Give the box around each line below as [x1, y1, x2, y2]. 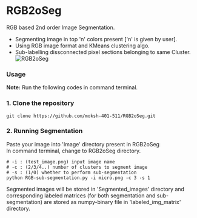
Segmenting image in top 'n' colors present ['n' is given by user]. [15, 35, 178, 43]
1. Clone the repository [6, 99, 75, 107]
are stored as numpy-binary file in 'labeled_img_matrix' [44, 198, 181, 205]
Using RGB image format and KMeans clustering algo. [15, 42, 150, 49]
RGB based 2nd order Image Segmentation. [6, 24, 115, 31]
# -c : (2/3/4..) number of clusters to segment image [6, 164, 148, 170]
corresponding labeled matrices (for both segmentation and [6, 192, 156, 199]
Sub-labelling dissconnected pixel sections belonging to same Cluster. [15, 48, 191, 55]
